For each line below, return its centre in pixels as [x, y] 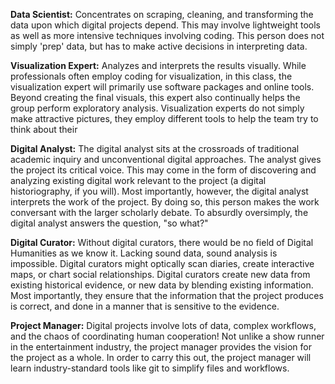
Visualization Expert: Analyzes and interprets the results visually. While [158, 65]
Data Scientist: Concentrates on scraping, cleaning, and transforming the [162, 14]
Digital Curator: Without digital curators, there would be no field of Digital [162, 242]
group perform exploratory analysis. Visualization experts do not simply [157, 108]
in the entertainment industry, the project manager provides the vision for [161, 347]
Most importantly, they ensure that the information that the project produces [167, 295]
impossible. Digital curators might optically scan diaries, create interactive [162, 263]
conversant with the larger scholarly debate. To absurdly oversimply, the [159, 212]
